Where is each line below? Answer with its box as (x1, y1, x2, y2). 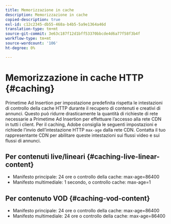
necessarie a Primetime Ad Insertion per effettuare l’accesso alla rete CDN (5, 116, 162, 122)
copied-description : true (5, 17, 60, 22)
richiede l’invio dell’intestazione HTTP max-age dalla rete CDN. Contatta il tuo (5, 127, 166, 133)
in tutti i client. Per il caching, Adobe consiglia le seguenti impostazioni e (5, 121, 157, 128)
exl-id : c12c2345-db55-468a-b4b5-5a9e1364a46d (5, 21, 106, 27)
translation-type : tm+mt (5, 27, 58, 32)
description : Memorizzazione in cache (5, 12, 88, 17)
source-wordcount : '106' (5, 41, 58, 46)
